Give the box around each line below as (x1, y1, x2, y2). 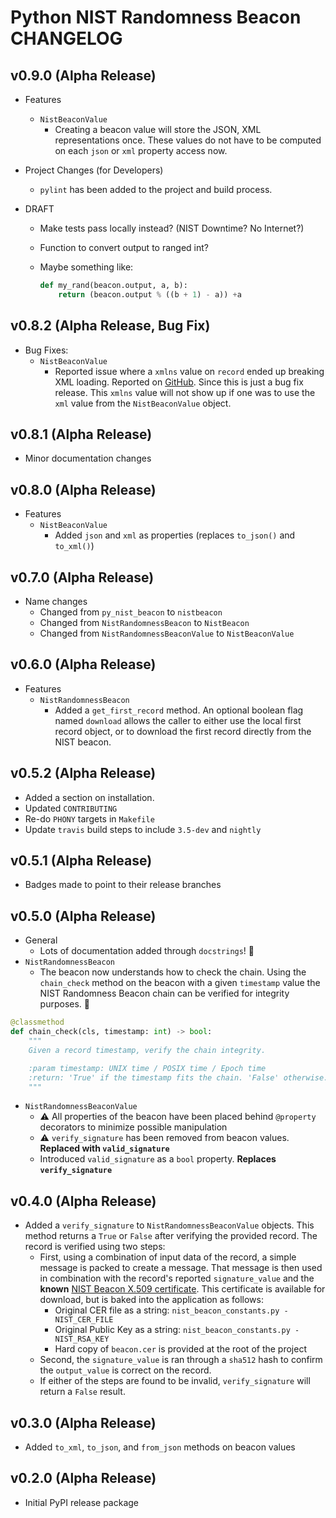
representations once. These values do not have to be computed (54, 134, 322, 146)
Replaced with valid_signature (39, 1142, 170, 1155)
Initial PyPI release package (24, 1496, 139, 1508)
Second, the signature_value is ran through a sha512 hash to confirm (39, 1354, 323, 1366)
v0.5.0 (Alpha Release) (10, 907, 157, 925)
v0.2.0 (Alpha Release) (10, 1470, 157, 1487)
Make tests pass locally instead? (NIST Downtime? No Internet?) (39, 222, 305, 234)
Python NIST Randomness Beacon (10, 6, 302, 29)
